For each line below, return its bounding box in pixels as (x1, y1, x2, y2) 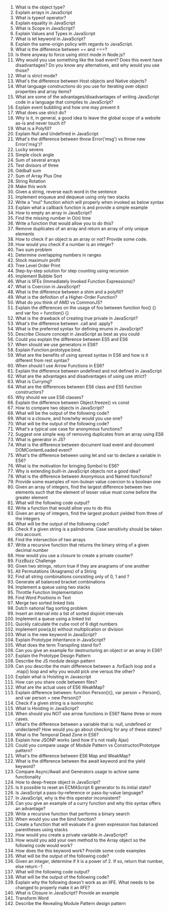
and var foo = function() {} (15, 310, 69, 316)
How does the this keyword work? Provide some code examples (15, 848, 146, 853)
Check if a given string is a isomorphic (15, 700, 93, 706)
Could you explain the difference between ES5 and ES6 (15, 336, 128, 342)
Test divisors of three (15, 162, 59, 168)
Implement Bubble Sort (15, 273, 62, 279)
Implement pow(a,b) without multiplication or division (15, 626, 124, 632)
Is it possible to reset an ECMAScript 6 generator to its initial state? (15, 784, 151, 790)
